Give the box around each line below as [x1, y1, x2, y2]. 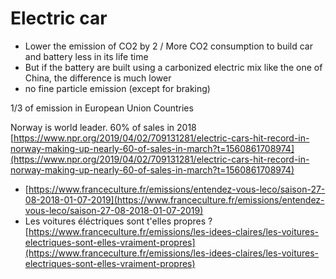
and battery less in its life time [24, 50, 149, 62]
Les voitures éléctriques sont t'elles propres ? [24, 215, 213, 227]
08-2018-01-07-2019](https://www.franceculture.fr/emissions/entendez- [24, 193, 325, 206]
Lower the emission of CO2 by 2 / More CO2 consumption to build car [24, 40, 313, 52]
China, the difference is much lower [24, 72, 172, 84]
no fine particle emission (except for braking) [24, 82, 211, 94]
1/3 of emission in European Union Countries [10, 102, 194, 114]
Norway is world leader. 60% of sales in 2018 [10, 121, 197, 133]
